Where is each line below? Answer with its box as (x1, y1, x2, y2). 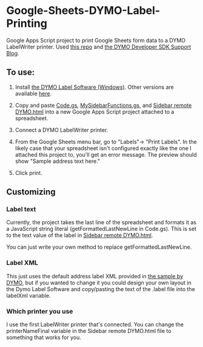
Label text (6, 205, 36, 213)
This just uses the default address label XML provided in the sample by (6, 272, 184, 280)
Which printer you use (6, 307, 73, 315)
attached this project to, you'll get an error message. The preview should (15, 151, 197, 158)
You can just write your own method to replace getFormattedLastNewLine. (6, 244, 192, 251)
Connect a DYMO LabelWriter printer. (15, 126, 108, 134)
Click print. (15, 169, 42, 176)
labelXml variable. (6, 292, 51, 299)
